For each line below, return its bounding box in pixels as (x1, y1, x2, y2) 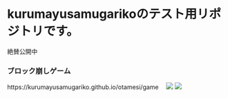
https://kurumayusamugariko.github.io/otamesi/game (7, 83, 159, 91)
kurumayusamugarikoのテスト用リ (7, 6, 209, 22)
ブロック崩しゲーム (7, 66, 71, 75)
